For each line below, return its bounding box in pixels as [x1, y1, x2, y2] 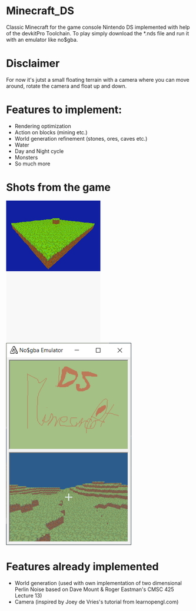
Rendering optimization [14, 122, 72, 129]
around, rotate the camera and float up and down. [6, 82, 127, 89]
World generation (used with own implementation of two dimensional [14, 579, 182, 586]
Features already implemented [6, 560, 159, 573]
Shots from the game [6, 181, 111, 194]
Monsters [14, 154, 38, 161]
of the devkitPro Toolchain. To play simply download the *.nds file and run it [6, 29, 190, 36]
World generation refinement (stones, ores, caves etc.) [14, 135, 148, 142]
